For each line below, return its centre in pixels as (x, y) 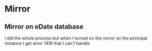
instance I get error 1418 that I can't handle (47, 43)
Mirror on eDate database (44, 27)
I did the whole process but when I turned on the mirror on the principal (76, 38)
